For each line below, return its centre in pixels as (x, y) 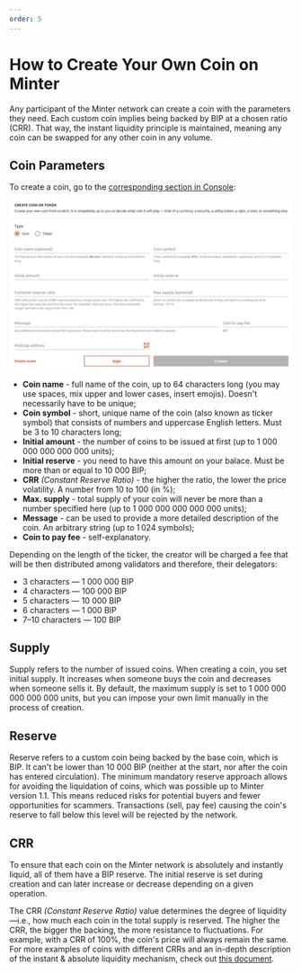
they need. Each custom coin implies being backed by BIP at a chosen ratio (148, 118)
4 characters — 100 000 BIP (75, 591)
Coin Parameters (58, 165)
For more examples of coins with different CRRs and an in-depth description (150, 950)
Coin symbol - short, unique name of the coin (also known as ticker (147, 413)
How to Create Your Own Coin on (134, 64)
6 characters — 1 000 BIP (69, 610)
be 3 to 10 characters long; (72, 432)
